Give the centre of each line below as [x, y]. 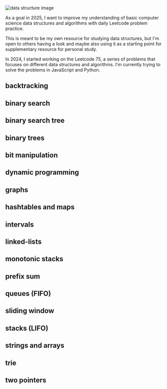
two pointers [26, 380]
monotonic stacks [34, 259]
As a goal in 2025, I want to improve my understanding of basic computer [82, 18]
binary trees [25, 138]
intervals [20, 224]
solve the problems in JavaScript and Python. [53, 70]
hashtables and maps [40, 207]
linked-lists [24, 242]
